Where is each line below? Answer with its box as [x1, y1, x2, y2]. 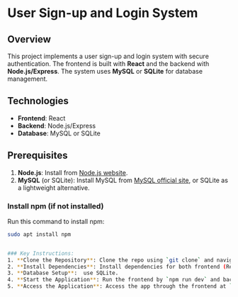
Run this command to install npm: [7, 217, 105, 225]
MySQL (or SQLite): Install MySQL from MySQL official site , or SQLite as [17, 176, 229, 184]
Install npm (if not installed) [7, 201, 104, 211]
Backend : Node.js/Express [17, 121, 96, 130]
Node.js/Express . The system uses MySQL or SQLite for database [7, 67, 203, 75]
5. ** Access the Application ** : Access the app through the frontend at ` [7, 283, 233, 290]
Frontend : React [17, 113, 66, 122]
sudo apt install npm [7, 230, 72, 238]
